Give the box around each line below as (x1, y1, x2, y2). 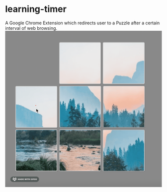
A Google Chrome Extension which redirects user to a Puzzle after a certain (5, 20, 160, 26)
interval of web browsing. (5, 25, 58, 31)
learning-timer (5, 3, 67, 15)
